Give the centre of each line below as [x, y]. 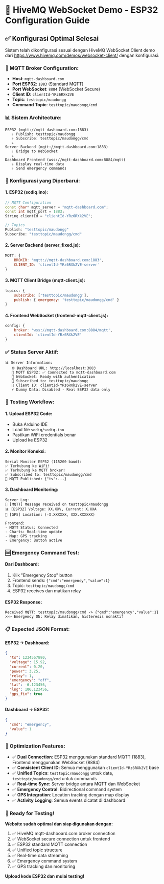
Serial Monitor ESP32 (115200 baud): [44, 462]
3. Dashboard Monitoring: [32, 489]
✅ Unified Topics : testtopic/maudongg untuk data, [63, 773]
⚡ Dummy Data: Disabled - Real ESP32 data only [61, 390]
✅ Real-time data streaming [40, 856]
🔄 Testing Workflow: [30, 402]
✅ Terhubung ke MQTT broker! [35, 470]
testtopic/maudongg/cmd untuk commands [54, 778]
